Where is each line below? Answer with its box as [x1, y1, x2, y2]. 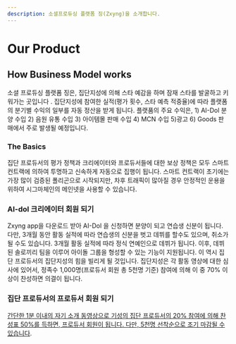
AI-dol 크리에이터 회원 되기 [7, 204, 94, 214]
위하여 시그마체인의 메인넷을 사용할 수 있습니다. [7, 185, 137, 193]
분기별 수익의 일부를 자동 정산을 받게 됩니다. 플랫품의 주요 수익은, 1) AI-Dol [14, 106, 220, 114]
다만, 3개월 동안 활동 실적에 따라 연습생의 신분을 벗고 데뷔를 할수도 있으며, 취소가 [7, 231, 229, 239]
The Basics [7, 142, 46, 152]
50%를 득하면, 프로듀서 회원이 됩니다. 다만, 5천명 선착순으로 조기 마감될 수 [20, 320, 225, 328]
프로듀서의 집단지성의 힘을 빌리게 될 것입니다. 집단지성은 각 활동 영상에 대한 [14, 257, 222, 265]
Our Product [7, 40, 80, 56]
